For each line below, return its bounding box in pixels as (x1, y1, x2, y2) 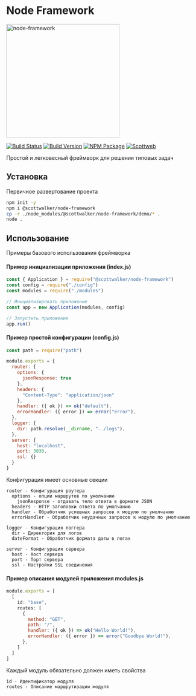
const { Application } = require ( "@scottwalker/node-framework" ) (6, 277, 174, 283)
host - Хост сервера (11, 551, 63, 557)
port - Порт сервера (11, 556, 63, 563)
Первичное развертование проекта (6, 188, 98, 195)
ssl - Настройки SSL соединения (11, 562, 93, 568)
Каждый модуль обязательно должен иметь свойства (6, 666, 146, 674)
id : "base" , (17, 599, 47, 605)
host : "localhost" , (17, 442, 66, 448)
